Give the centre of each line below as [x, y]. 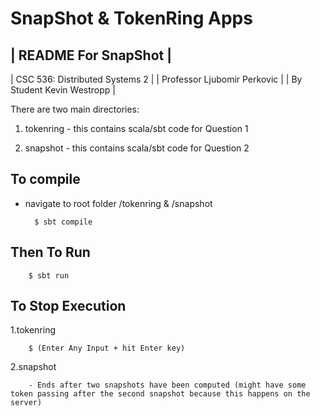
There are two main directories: [75, 109]
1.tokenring [33, 330]
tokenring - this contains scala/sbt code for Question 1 [136, 128]
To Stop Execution [68, 306]
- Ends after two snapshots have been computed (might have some [167, 385]
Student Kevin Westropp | [63, 90]
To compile [45, 179]
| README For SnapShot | [91, 55]
